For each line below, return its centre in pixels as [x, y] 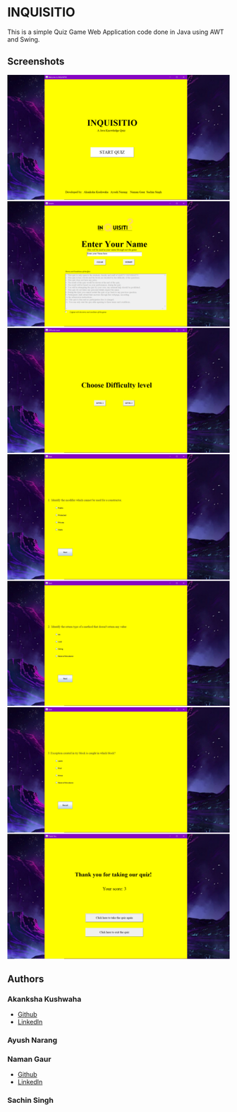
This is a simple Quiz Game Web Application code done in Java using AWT [116, 32]
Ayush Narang [32, 1040]
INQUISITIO [41, 12]
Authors [26, 979]
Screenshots [36, 62]
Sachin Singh [31, 1101]
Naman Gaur [29, 1059]
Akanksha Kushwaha [44, 999]
